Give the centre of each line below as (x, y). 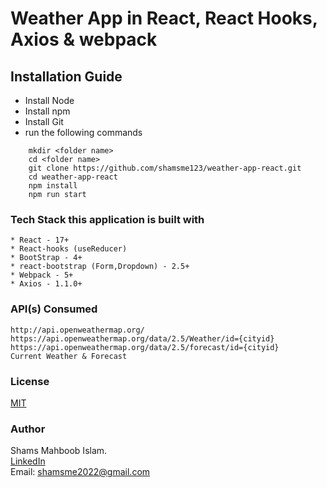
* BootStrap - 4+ (46, 258)
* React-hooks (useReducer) (69, 249)
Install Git (44, 121)
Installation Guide (66, 76)
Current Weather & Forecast (69, 356)
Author (28, 429)
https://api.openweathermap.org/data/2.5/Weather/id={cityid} (142, 338)
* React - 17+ (40, 240)
